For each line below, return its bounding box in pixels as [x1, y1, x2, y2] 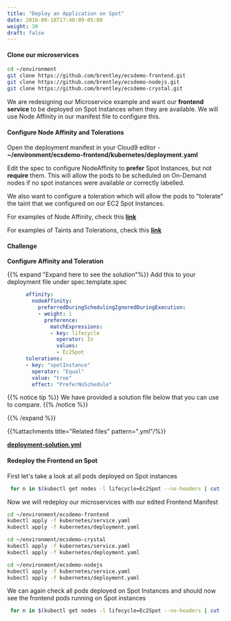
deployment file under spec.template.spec [7, 278, 127, 286]
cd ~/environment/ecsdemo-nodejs [7, 561, 103, 569]
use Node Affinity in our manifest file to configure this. [7, 112, 161, 121]
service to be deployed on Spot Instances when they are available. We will [7, 105, 219, 113]
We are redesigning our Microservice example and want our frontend [7, 97, 204, 105]
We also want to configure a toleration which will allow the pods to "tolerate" [7, 192, 223, 201]
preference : [43, 316, 78, 324]
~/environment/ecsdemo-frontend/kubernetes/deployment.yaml [7, 151, 198, 159]
